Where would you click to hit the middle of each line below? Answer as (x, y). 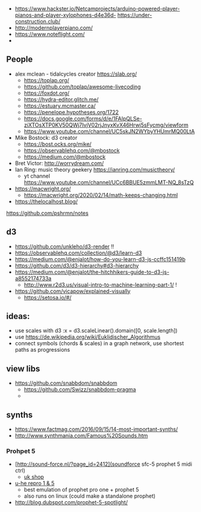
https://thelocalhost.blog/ (46, 201)
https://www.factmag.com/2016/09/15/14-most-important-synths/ (96, 429)
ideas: (18, 317)
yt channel (37, 176)
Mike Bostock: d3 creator (46, 137)
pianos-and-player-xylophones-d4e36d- (65, 15)
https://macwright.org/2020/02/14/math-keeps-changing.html (101, 195)
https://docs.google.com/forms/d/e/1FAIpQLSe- (83, 118)
